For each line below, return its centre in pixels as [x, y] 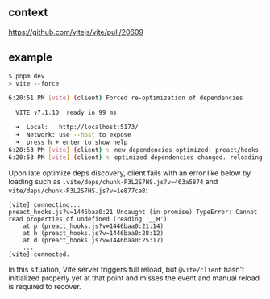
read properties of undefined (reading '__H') [88, 219]
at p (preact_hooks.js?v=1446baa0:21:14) [93, 226]
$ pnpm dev [27, 76]
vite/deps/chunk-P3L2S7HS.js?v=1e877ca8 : [78, 190]
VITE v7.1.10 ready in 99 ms [66, 113]
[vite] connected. [39, 254]
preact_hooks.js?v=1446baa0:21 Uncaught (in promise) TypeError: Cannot [133, 212]
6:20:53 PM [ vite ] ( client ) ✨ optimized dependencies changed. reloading [135, 157]
